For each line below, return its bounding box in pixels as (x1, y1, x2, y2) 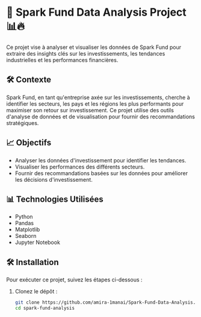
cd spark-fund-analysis (14, 305, 75, 312)
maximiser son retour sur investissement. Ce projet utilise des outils (6, 106, 175, 114)
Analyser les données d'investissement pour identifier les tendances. (14, 156, 187, 164)
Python (14, 213, 33, 220)
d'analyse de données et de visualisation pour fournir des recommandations (6, 113, 196, 120)
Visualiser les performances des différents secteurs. (14, 163, 145, 170)
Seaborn (14, 232, 37, 240)
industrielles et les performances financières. (6, 56, 119, 63)
